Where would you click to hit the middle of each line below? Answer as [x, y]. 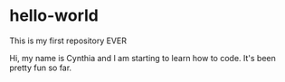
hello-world [54, 16]
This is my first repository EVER [68, 41]
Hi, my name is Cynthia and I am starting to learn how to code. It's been [142, 58]
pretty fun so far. [41, 68]
